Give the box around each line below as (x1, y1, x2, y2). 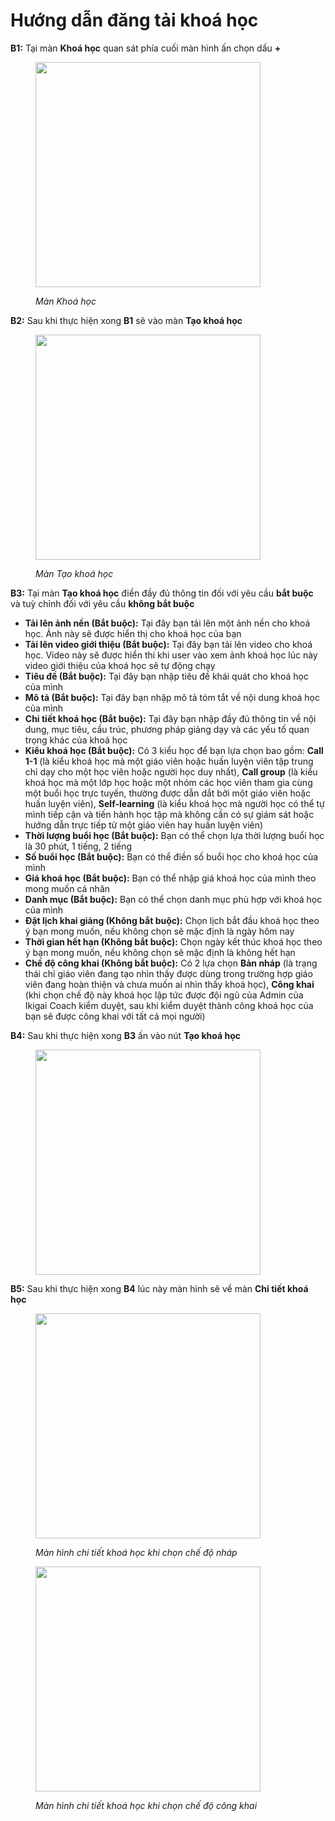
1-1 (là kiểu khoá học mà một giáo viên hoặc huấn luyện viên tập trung (24, 755, 314, 767)
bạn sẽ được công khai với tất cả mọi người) (24, 1010, 206, 1022)
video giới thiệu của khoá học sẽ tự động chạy (24, 659, 216, 671)
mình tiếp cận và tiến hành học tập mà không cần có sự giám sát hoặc (24, 808, 315, 820)
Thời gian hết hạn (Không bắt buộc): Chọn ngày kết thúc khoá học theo (24, 935, 323, 948)
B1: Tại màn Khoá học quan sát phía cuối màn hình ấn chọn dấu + (10, 42, 282, 54)
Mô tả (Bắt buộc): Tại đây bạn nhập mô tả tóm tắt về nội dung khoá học (24, 691, 320, 703)
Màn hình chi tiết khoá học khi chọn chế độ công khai (35, 1799, 258, 1811)
